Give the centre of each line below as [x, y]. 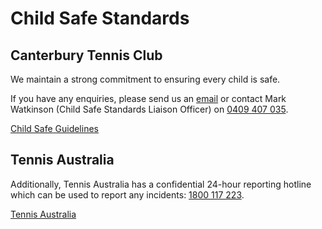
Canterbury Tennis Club [86, 55]
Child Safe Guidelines [54, 128]
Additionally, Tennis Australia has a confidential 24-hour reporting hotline [161, 184]
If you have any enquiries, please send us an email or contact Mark [148, 98]
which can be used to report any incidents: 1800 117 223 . [127, 194]
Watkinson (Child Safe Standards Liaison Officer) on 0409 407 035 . [149, 109]
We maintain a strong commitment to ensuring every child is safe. [145, 79]
